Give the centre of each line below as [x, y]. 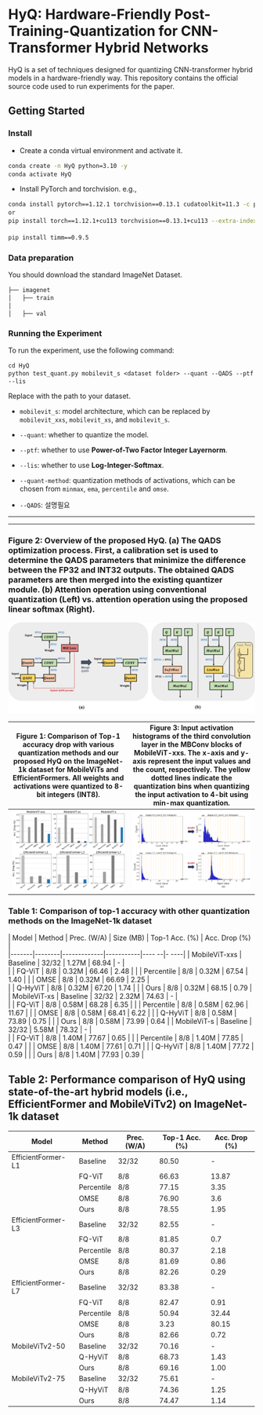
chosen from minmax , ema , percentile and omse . [94, 489]
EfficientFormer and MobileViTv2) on [100, 1104]
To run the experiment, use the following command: [91, 350]
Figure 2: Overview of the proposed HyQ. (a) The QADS [115, 541]
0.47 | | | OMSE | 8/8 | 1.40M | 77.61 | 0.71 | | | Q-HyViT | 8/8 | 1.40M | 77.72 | [131, 1047]
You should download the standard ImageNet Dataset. [95, 275]
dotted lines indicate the [192, 778]
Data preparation [41, 258]
